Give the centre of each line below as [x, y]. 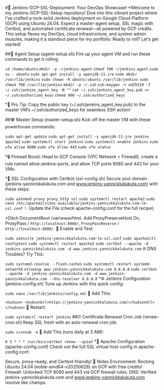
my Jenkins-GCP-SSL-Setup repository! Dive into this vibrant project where [81, 13]
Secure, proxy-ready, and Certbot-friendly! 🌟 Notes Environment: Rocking [80, 361]
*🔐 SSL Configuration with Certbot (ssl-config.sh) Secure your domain [76, 178]
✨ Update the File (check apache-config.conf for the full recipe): [89, 208]
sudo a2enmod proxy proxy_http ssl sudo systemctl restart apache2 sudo [80, 199]
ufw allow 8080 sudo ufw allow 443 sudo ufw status [58, 147]
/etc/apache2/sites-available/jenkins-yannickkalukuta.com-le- [82, 203]
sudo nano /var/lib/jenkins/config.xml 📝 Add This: [58, 293]
